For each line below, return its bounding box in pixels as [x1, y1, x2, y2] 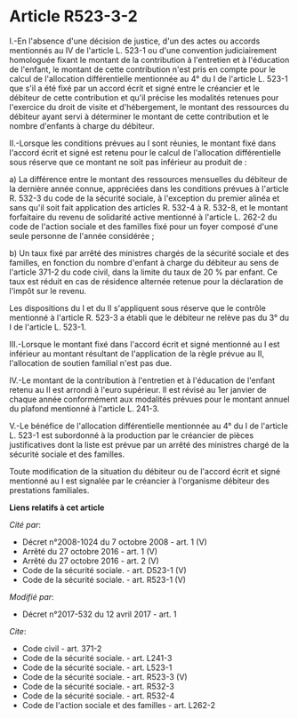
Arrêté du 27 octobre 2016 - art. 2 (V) [21, 555, 160, 566]
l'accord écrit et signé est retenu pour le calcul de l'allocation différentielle [9, 147, 282, 157]
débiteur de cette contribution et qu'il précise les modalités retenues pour [9, 92, 279, 103]
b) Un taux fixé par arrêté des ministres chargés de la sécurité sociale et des [9, 247, 289, 259]
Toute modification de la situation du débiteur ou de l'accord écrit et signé [9, 466, 281, 476]
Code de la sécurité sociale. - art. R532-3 [21, 681, 175, 691]
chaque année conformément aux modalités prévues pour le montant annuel [9, 394, 290, 404]
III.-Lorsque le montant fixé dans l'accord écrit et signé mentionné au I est [9, 339, 280, 349]
